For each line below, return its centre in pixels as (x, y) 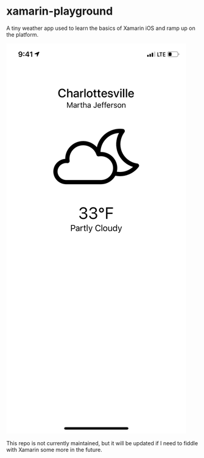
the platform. (22, 34)
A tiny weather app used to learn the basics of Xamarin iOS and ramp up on (101, 28)
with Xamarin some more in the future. (54, 449)
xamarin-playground (60, 11)
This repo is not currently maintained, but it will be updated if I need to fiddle (102, 443)
